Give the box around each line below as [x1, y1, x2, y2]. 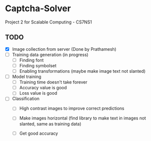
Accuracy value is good [19, 85, 67, 91]
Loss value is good [19, 90, 57, 96]
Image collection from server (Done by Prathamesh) [12, 46, 117, 52]
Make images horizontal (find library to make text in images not [19, 115, 146, 121]
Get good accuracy [19, 130, 58, 136]
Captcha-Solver [5, 3, 71, 14]
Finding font [19, 57, 44, 63]
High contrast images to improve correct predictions [19, 105, 125, 111]
